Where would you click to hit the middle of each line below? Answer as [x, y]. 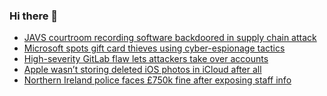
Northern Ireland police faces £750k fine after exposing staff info [157, 80]
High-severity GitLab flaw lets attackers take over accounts [146, 59]
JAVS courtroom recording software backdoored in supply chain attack [170, 38]
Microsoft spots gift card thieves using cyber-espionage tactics [154, 48]
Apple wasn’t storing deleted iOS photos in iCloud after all [142, 70]
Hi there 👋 [34, 16]
